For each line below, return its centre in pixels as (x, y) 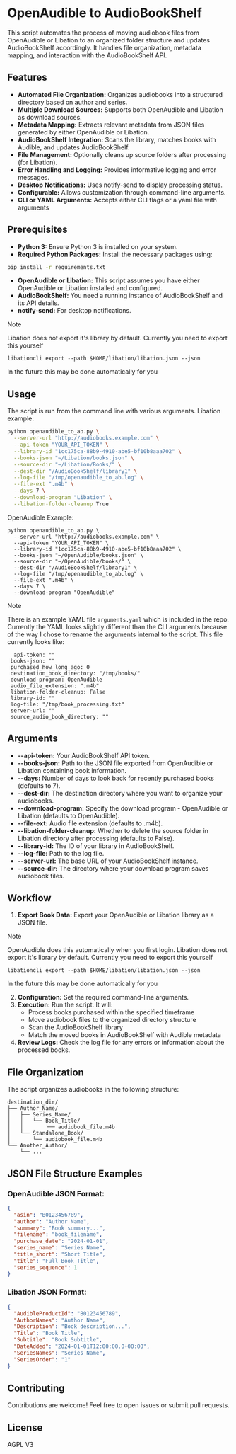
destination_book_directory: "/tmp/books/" (75, 673)
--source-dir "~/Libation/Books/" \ (67, 464)
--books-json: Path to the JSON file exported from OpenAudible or (115, 763)
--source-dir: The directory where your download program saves (113, 868)
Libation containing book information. (72, 770)
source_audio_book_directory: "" (60, 716)
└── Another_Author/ (38, 1146)
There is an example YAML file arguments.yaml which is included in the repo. (118, 619)
